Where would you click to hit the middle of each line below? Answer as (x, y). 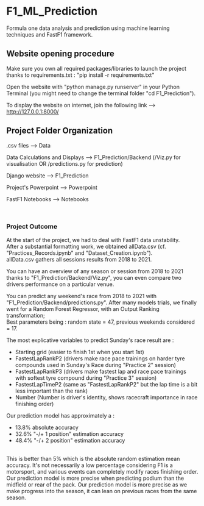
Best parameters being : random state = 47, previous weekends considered (100, 322)
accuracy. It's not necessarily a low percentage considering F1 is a (90, 465)
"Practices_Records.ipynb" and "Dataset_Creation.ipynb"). (79, 253)
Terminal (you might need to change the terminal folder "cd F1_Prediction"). (101, 93)
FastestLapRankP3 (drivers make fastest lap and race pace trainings (101, 371)
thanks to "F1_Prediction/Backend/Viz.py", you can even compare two (94, 277)
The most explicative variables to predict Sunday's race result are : (90, 340)
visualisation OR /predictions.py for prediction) (65, 163)
